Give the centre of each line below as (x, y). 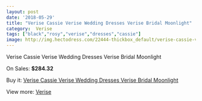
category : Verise (29, 29)
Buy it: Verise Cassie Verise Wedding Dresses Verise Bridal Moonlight (92, 80)
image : (14, 40)
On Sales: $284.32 (30, 69)
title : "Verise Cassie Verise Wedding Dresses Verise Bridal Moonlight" (99, 23)
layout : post (23, 12)
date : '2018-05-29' (31, 17)
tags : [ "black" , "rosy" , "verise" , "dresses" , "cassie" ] (74, 34)
